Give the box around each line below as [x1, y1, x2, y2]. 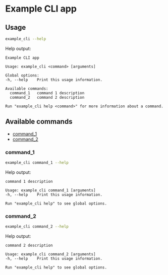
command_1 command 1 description [10, 90, 85, 96]
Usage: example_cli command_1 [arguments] [5, 187, 96, 193]
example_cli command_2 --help [5, 224, 69, 229]
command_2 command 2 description [10, 95, 85, 100]
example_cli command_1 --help [5, 160, 69, 165]
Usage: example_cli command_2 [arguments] [5, 252, 96, 257]
